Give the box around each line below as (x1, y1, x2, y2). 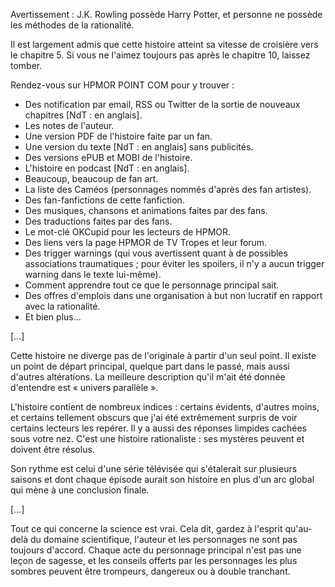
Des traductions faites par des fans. (24, 215, 173, 227)
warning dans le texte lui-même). (24, 269, 162, 280)
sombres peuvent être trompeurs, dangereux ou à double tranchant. (10, 565, 291, 577)
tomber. (10, 60, 43, 71)
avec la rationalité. (24, 300, 101, 312)
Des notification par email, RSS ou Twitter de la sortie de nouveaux (24, 99, 301, 110)
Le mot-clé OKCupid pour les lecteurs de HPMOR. (24, 226, 232, 238)
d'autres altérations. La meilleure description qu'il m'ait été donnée (10, 371, 286, 383)
